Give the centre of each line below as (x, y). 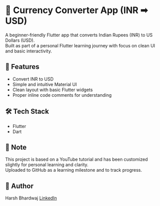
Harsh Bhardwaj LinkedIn (31, 198)
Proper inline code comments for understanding (62, 95)
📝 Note (16, 147)
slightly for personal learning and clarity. (47, 165)
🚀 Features (22, 67)
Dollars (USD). (20, 40)
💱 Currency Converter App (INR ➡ (76, 10)
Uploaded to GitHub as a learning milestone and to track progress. (74, 170)
